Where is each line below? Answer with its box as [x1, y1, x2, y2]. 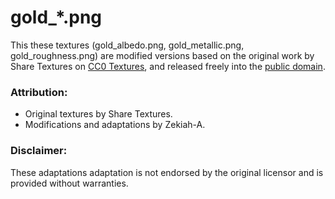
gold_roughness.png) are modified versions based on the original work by [10, 49, 315, 61]
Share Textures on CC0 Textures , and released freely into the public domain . [10, 60, 326, 72]
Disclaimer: [10, 144, 68, 158]
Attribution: [10, 85, 68, 99]
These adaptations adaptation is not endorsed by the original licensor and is [10, 166, 324, 178]
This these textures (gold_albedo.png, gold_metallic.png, [10, 39, 245, 51]
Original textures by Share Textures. [24, 108, 173, 120]
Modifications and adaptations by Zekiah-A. [24, 119, 206, 131]
